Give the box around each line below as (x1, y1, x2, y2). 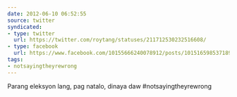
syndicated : (7, 23, 42, 30)
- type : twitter (7, 30, 55, 37)
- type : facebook (7, 43, 59, 50)
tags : (7, 56, 23, 63)
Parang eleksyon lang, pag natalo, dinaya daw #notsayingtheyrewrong (7, 82, 212, 90)
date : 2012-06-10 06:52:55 (7, 10, 87, 18)
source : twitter (7, 17, 55, 24)
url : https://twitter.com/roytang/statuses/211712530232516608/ (13, 37, 207, 44)
